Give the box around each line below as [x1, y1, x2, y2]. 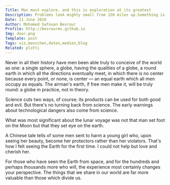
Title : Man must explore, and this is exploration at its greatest [5, 7, 152, 13]
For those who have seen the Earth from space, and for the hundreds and [5, 158, 159, 165]
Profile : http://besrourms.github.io [5, 27, 86, 32]
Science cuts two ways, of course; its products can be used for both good [5, 96, 161, 102]
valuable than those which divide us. [5, 174, 82, 181]
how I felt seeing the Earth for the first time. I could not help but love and [5, 143, 157, 149]
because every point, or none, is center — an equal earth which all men [5, 75, 155, 82]
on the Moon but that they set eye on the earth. [5, 122, 104, 128]
